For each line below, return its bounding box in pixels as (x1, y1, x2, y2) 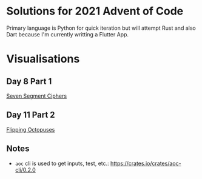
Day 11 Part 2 (6, 110, 56, 120)
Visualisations (6, 52, 80, 66)
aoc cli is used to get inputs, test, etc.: (15, 160, 109, 167)
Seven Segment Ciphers (6, 92, 67, 100)
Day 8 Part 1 (6, 76, 52, 86)
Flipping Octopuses (6, 126, 55, 133)
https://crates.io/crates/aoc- (110, 160, 181, 167)
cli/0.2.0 (15, 166, 36, 174)
